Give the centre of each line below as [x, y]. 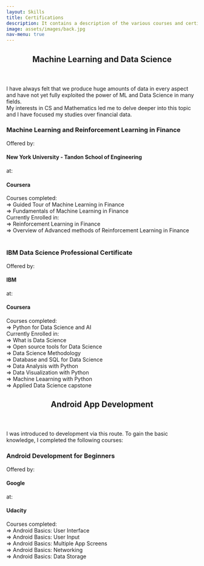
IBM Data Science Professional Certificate [70, 253]
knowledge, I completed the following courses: [65, 440]
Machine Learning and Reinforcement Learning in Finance [93, 130]
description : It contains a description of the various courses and [95, 23]
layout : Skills [25, 12]
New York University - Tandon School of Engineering [74, 157]
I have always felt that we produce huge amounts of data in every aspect [97, 88]
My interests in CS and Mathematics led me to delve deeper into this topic [99, 108]
